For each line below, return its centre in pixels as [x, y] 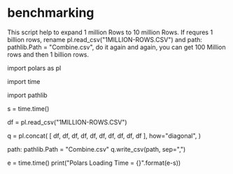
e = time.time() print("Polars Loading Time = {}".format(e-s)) [94, 163]
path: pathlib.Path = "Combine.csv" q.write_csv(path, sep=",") [97, 149]
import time [24, 81]
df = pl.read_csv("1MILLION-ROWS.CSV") [67, 122]
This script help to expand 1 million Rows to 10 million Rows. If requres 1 [110, 32]
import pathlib [27, 95]
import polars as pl [34, 68]
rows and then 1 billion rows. [48, 55]
